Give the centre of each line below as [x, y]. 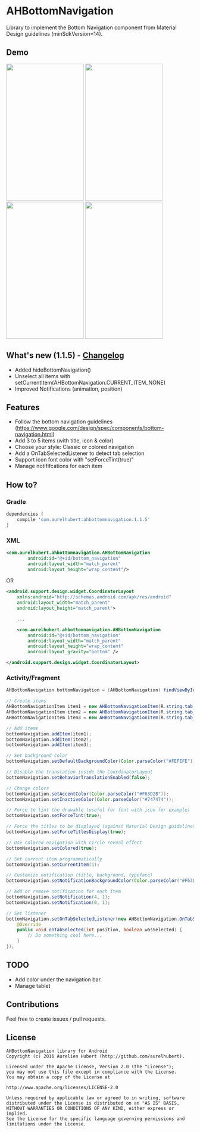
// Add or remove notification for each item [63, 891]
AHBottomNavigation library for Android [57, 1051]
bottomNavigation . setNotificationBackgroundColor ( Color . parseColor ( [93, 881]
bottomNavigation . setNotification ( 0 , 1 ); [58, 902]
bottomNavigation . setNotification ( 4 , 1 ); [58, 897]
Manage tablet [32, 986]
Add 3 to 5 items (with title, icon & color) [64, 441]
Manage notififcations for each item [59, 466]
